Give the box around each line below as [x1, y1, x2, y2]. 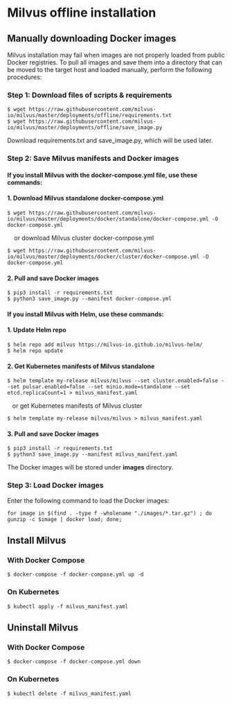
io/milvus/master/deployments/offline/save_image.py [7, 124, 163, 131]
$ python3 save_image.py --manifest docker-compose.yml [7, 295, 172, 302]
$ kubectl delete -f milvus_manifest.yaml [7, 690, 132, 697]
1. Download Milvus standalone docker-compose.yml [7, 194, 164, 203]
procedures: [7, 73, 42, 81]
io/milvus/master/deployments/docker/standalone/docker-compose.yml [7, 216, 209, 223]
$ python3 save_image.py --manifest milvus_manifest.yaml [7, 451, 178, 458]
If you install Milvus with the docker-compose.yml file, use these [7, 171, 198, 179]
